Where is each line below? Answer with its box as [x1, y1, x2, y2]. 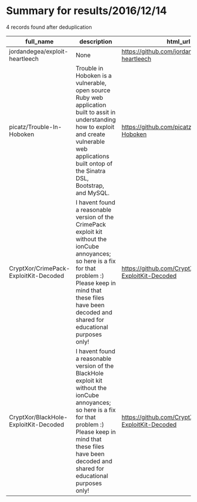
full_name [25, 37, 54, 45]
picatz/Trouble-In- [9, 123, 62, 131]
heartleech [9, 55, 39, 63]
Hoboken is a [75, 72, 112, 80]
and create [75, 130, 106, 138]
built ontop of [75, 160, 113, 168]
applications [75, 152, 110, 160]
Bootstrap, [75, 181, 104, 189]
